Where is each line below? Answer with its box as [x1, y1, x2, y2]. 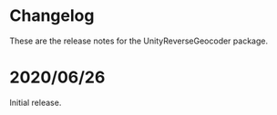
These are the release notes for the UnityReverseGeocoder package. [9, 35, 269, 46]
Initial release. [9, 97, 62, 108]
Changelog [9, 5, 95, 26]
